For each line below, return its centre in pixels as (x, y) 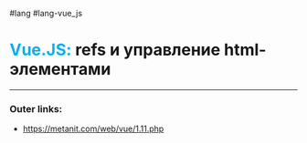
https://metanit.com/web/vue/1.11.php (93, 129)
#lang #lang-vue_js (46, 13)
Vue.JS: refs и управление (115, 50)
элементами (60, 70)
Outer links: (36, 108)
